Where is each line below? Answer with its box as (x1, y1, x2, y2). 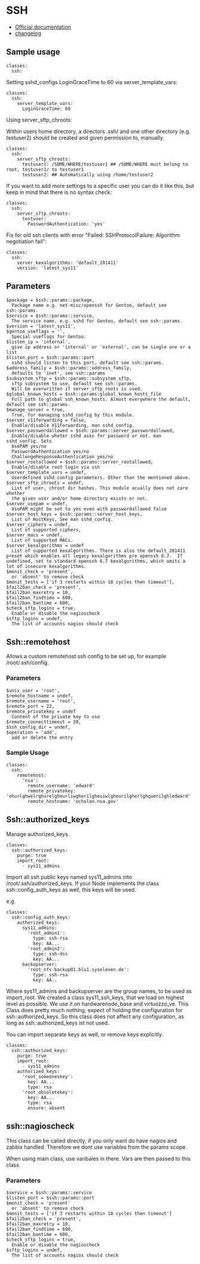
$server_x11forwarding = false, (6, 417, 87, 423)
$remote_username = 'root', (6, 698, 76, 704)
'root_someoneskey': (21, 1074, 73, 1080)
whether (6, 490, 26, 496)
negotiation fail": (6, 238, 47, 245)
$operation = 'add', (6, 729, 58, 735)
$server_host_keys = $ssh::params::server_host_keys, (6, 511, 143, 517)
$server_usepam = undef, (6, 501, 68, 507)
